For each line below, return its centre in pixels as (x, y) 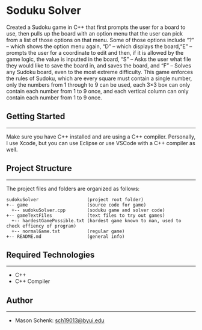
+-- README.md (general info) (66, 236)
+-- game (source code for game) (76, 205)
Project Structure (39, 168)
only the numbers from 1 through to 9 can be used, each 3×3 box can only (98, 84)
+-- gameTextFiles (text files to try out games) (86, 215)
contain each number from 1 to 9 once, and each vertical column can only (97, 91)
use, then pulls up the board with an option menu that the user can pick (95, 33)
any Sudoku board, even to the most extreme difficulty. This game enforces (100, 72)
